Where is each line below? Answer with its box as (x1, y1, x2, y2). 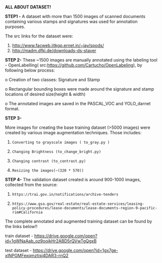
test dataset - (5, 248, 32, 253)
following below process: (5, 67, 55, 73)
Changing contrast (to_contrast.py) (12, 159, 86, 164)
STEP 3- (5, 115, 22, 121)
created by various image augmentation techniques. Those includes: (5, 130, 142, 135)
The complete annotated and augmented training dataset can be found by (5, 218, 152, 224)
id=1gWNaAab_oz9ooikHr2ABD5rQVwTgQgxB (5, 238, 97, 244)
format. (5, 106, 20, 111)
